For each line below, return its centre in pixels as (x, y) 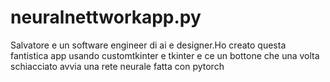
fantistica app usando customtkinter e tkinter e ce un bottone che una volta (165, 55)
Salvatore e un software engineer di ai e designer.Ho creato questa (148, 45)
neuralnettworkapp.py (106, 17)
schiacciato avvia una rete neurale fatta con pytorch (117, 66)
